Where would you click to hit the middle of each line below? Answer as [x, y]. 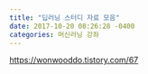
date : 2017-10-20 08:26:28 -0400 [72, 26]
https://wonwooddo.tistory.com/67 [74, 60]
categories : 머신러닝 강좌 [54, 34]
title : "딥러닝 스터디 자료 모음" [65, 18]
